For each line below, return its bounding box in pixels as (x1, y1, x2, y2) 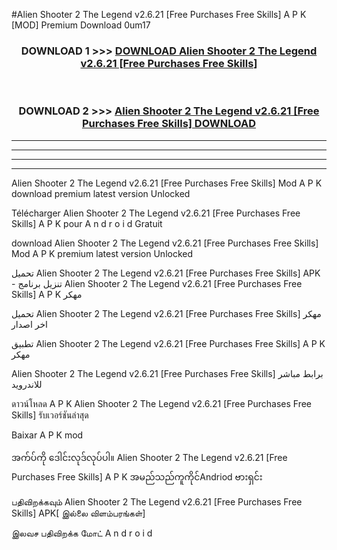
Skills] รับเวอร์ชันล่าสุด (11, 409, 89, 421)
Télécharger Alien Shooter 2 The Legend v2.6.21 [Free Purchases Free (11, 207, 301, 219)
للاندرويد (11, 378, 43, 390)
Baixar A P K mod (11, 429, 84, 441)
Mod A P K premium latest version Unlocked (11, 247, 194, 259)
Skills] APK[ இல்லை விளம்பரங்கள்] (11, 507, 146, 519)
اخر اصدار (11, 318, 48, 330)
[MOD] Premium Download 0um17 (11, 19, 151, 31)
